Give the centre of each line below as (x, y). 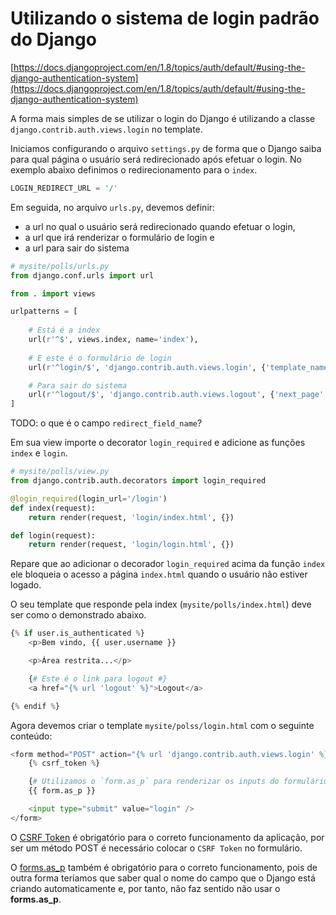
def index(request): (53, 508)
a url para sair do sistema (77, 248)
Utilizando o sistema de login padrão (165, 18)
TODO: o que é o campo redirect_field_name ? (106, 423)
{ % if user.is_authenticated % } (77, 633)
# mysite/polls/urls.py (60, 266)
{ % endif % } (35, 706)
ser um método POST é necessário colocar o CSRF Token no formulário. (156, 848)
